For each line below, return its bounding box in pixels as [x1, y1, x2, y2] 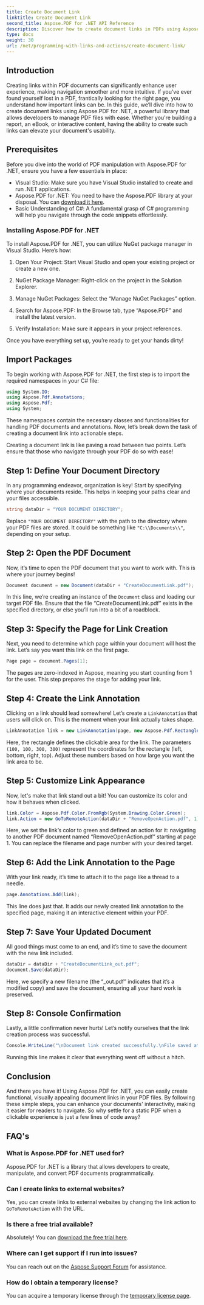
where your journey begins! [6, 570, 75, 578]
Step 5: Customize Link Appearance [6, 776, 145, 786]
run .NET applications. [15, 185, 71, 192]
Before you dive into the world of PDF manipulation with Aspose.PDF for [6, 161, 187, 168]
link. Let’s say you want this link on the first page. [6, 646, 129, 654]
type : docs [6, 32, 34, 38]
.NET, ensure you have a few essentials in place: [6, 167, 127, 174]
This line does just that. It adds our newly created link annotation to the [6, 903, 184, 910]
